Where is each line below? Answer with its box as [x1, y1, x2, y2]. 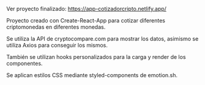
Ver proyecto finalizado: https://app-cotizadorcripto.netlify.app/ [6, 5, 167, 12]
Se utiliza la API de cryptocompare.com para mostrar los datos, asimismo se [6, 35, 199, 42]
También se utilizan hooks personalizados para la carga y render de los [6, 53, 186, 60]
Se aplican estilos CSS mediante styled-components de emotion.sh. [6, 72, 178, 78]
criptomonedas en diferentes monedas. [6, 24, 106, 30]
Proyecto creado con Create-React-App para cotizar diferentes [6, 17, 165, 24]
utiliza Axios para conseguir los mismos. [6, 42, 108, 49]
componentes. [6, 60, 43, 67]
